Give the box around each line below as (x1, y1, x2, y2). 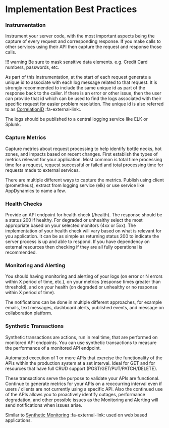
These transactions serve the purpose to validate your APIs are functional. (5, 375, 160, 381)
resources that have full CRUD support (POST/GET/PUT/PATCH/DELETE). (5, 365, 157, 371)
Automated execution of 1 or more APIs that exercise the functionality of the (5, 355, 163, 361)
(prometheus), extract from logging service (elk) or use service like (5, 182, 145, 188)
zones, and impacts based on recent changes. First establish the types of (5, 151, 158, 157)
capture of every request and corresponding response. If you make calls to (5, 38, 161, 44)
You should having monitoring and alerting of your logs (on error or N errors (5, 273, 163, 279)
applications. (5, 417, 32, 423)
